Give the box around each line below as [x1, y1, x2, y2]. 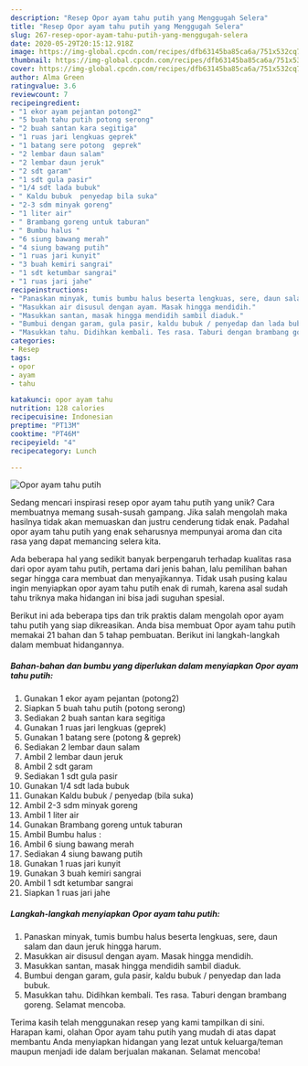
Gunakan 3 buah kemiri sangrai [23, 868, 142, 879]
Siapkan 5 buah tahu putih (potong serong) [23, 703, 186, 714]
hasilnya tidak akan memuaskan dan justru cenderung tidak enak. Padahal [10, 517, 290, 528]
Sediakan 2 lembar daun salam [23, 741, 141, 752]
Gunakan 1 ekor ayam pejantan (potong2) [23, 693, 180, 704]
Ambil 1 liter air [23, 810, 80, 821]
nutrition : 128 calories [10, 404, 105, 413]
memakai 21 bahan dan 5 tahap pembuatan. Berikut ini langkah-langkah [10, 630, 280, 641]
